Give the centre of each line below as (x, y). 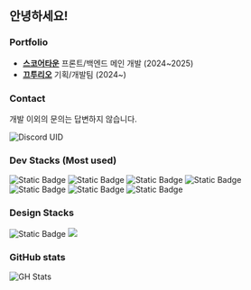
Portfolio (29, 42)
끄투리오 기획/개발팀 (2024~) (74, 74)
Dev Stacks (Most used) (63, 160)
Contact (28, 98)
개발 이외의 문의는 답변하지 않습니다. (73, 119)
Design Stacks (42, 213)
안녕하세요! (39, 16)
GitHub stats (37, 257)
